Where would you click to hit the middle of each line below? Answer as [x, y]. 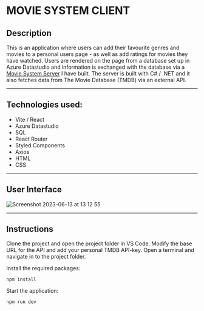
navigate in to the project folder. [46, 257]
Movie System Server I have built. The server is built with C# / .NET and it [98, 73]
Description [29, 33]
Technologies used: [45, 105]
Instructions [30, 229]
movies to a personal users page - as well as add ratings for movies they [97, 54]
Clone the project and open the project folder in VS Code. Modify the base [99, 243]
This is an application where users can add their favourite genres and [93, 47]
